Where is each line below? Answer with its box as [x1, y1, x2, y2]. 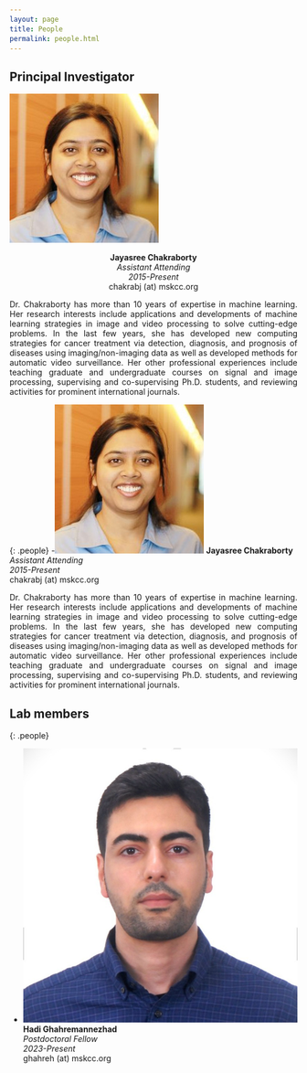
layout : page [9, 15, 59, 24]
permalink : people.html [9, 34, 101, 43]
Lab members [9, 706, 90, 721]
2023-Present [22, 1043, 76, 1055]
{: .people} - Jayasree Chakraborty [9, 545, 294, 557]
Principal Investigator [9, 69, 135, 84]
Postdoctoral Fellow [22, 1034, 98, 1045]
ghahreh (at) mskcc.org [22, 1053, 111, 1064]
